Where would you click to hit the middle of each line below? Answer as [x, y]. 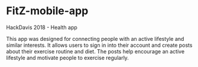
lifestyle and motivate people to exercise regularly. [67, 58]
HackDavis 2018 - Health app [42, 27]
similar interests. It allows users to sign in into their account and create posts [99, 45]
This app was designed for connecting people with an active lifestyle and [95, 39]
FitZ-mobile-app [47, 11]
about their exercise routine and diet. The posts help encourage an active [95, 51]
